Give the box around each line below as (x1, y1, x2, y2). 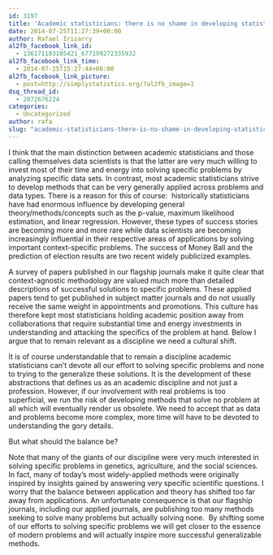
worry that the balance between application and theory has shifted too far (8, 487, 256, 496)
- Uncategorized (15, 111, 71, 119)
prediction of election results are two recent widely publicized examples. (8, 251, 252, 261)
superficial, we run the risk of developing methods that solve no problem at (8, 395, 260, 405)
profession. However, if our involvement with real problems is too (8, 386, 226, 396)
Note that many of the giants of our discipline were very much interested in (8, 452, 259, 462)
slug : (8, 125, 27, 133)
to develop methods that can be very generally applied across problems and (8, 182, 264, 192)
